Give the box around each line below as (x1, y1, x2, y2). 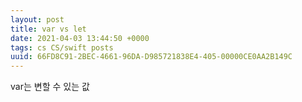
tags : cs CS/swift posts (10, 42, 114, 53)
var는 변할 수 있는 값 (10, 81, 90, 93)
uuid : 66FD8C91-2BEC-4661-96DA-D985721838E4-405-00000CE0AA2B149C (10, 52, 293, 62)
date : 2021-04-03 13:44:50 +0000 (10, 33, 150, 43)
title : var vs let (10, 24, 87, 34)
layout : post (10, 14, 65, 25)
